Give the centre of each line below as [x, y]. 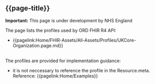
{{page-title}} [28, 8]
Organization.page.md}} [38, 46]
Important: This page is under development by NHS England [69, 20]
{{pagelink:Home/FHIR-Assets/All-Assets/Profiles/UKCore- [74, 40]
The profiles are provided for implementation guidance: [63, 61]
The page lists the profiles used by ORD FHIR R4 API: [61, 30]
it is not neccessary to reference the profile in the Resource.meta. [81, 70]
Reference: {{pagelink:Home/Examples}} [55, 76]
